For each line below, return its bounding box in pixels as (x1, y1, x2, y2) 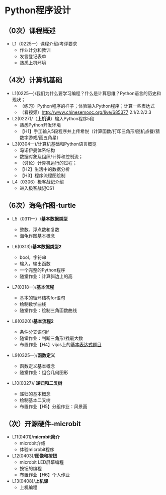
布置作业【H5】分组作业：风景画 (19, 403, 88, 410)
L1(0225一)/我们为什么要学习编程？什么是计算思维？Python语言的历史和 (12, 90, 161, 96)
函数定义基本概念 (19, 363, 55, 369)
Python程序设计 (5, 5, 71, 16)
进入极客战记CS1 (19, 185, 54, 191)
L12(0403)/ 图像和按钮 (12, 453, 57, 459)
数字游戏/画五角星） (19, 134, 61, 141)
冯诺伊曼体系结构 (19, 147, 55, 153)
